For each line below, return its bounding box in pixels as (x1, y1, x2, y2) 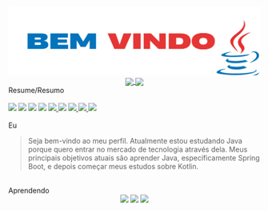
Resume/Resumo (8, 86, 65, 95)
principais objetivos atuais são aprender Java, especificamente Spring (27, 153, 260, 163)
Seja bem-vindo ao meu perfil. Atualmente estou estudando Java (27, 136, 242, 146)
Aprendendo (8, 186, 50, 196)
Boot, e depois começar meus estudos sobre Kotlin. (27, 162, 198, 172)
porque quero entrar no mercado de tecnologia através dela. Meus (27, 144, 248, 154)
